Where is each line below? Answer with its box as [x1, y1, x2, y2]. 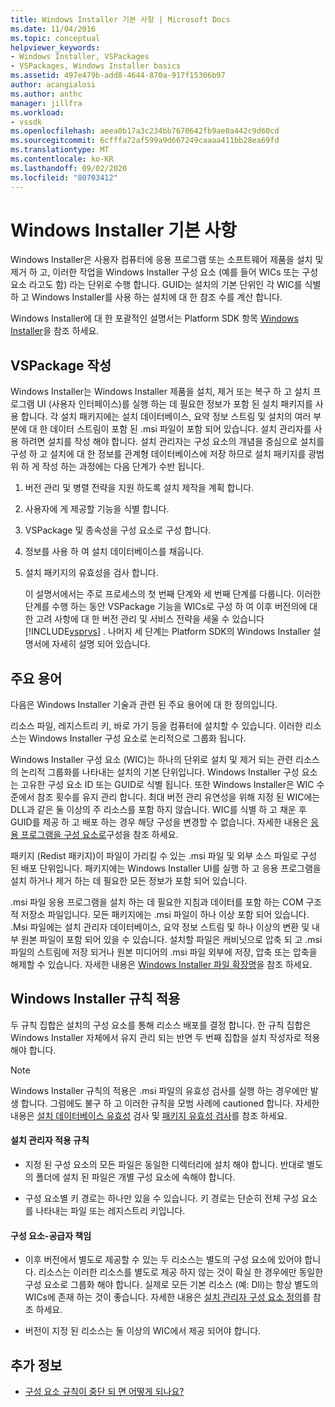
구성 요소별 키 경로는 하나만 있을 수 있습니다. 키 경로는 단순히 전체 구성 [24, 1192, 300, 1205]
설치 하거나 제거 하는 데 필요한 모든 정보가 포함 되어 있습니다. [10, 875, 248, 887]
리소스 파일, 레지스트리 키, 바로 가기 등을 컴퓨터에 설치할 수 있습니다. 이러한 [10, 720, 303, 732]
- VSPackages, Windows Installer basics [10, 61, 182, 71]
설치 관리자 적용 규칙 [10, 1134, 90, 1146]
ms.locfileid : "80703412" [10, 172, 118, 183]
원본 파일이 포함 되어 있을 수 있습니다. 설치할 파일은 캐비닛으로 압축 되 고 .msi [20, 934, 323, 946]
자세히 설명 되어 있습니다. [51, 638, 151, 650]
